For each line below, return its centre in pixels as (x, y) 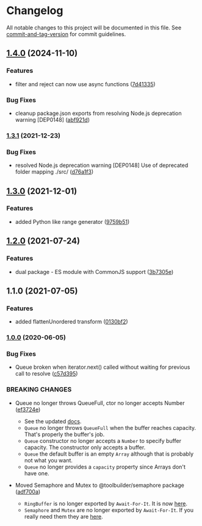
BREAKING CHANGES (39, 390)
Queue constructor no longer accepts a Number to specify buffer (103, 440)
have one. (37, 473)
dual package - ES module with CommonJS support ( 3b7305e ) (94, 272)
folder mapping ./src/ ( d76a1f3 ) (54, 172)
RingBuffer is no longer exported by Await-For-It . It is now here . (106, 503)
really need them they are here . (64, 516)
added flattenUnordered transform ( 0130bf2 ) (71, 322)
